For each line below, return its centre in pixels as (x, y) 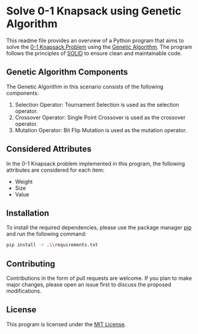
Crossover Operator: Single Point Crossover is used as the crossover (100, 117)
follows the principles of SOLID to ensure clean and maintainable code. (94, 53)
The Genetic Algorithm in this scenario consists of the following (85, 87)
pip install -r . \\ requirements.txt (52, 245)
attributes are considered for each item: (55, 170)
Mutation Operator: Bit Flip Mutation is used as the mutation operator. (101, 130)
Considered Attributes (49, 149)
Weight (24, 181)
